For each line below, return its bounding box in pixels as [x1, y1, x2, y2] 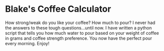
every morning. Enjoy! [5, 40, 50, 46]
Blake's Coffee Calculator [5, 3, 111, 15]
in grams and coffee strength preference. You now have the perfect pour [5, 35, 152, 41]
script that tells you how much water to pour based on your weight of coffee [5, 30, 159, 36]
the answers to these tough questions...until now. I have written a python [5, 25, 152, 30]
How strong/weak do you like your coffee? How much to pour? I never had [5, 20, 156, 25]
